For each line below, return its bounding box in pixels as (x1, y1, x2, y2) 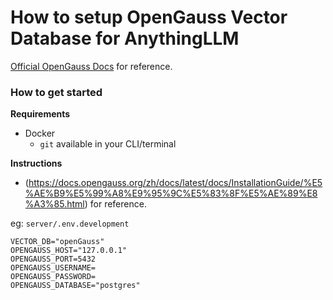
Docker (24, 127, 56, 140)
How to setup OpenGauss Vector (10, 6, 288, 29)
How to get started (10, 85, 103, 99)
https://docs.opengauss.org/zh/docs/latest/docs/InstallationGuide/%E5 (28, 177, 323, 189)
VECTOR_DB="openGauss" (10, 237, 105, 247)
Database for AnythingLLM (10, 27, 240, 50)
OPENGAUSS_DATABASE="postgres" (10, 281, 141, 291)
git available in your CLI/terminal (39, 138, 177, 150)
